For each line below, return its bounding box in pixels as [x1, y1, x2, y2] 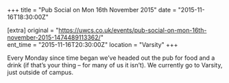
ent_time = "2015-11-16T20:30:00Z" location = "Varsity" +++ [7, 41, 178, 48]
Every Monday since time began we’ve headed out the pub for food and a [7, 54, 215, 62]
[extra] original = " [7, 27, 59, 34]
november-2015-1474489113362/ [7, 33, 101, 41]
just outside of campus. [7, 68, 74, 76]
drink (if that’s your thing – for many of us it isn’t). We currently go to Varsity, [7, 61, 223, 69]
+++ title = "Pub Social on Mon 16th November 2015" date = [7, 6, 177, 14]
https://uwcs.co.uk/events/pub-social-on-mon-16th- [58, 27, 207, 34]
